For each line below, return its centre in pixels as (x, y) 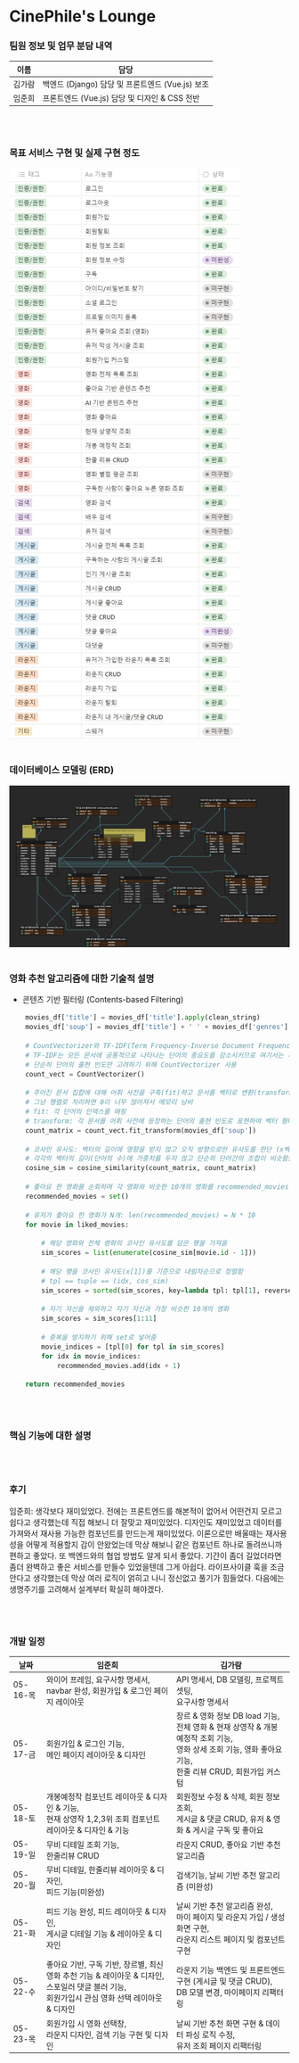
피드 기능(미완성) (75, 1892)
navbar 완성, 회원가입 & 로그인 (99, 1690)
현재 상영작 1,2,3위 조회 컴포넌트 (103, 1819)
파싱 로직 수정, (210, 2034)
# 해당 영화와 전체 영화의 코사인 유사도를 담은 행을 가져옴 (134, 1243)
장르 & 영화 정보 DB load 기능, (228, 1716)
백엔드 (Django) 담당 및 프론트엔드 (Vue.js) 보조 (125, 84)
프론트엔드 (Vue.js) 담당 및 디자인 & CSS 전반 (121, 98)
